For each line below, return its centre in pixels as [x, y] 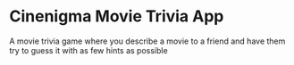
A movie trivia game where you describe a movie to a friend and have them [147, 41]
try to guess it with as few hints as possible [88, 50]
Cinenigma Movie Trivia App [117, 16]
